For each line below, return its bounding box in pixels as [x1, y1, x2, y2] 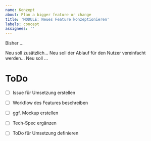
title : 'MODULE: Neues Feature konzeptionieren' [5, 17, 110, 22]
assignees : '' [5, 26, 35, 31]
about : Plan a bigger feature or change [5, 12, 92, 17]
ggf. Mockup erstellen [12, 110, 59, 116]
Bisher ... [5, 40, 24, 46]
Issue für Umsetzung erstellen [12, 89, 76, 96]
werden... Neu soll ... [5, 55, 48, 61]
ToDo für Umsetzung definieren [12, 130, 79, 136]
